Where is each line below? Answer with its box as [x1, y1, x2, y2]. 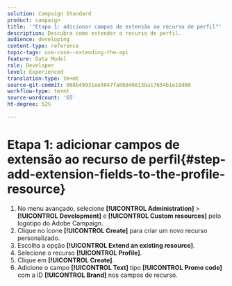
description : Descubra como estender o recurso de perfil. [7, 29, 182, 37]
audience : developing [7, 36, 70, 43]
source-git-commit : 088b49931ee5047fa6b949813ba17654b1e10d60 [7, 81, 191, 88]
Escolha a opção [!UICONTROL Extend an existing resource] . [17, 241, 195, 249]
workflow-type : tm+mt [7, 88, 70, 95]
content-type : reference [7, 42, 79, 49]
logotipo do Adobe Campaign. [17, 219, 103, 227]
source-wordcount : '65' [7, 95, 76, 102]
